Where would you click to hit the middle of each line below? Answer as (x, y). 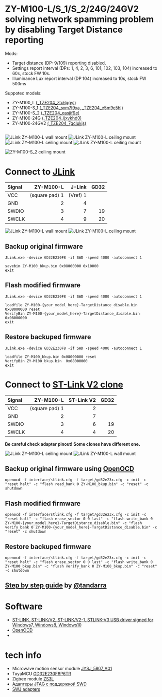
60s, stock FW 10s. (31, 73)
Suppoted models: (24, 93)
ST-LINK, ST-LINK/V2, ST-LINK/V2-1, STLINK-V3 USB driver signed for (83, 620)
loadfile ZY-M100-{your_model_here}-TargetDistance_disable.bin (71, 305)
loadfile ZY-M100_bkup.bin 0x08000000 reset (51, 357)
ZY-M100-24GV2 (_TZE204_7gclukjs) (49, 123)
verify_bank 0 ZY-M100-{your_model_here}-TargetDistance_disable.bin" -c (81, 527)
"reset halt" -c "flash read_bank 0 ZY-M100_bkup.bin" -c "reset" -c (77, 484)
